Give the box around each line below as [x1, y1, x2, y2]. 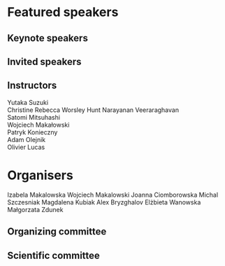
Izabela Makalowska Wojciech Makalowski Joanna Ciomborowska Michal [7, 190, 219, 199]
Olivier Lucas [7, 143, 45, 151]
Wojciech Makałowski [7, 120, 70, 129]
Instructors [7, 80, 57, 92]
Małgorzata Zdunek [7, 205, 64, 213]
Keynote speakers [7, 32, 89, 44]
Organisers [7, 167, 73, 183]
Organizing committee [7, 225, 107, 238]
